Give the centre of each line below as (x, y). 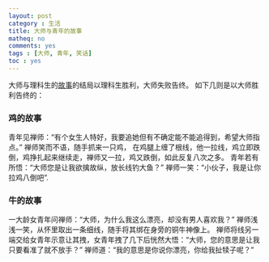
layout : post (30, 16)
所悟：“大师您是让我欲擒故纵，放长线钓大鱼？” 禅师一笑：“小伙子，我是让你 (135, 167)
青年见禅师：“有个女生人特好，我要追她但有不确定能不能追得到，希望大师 (131, 137)
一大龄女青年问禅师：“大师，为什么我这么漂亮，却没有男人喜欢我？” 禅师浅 (133, 220)
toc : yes (25, 61)
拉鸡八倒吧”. (28, 178)
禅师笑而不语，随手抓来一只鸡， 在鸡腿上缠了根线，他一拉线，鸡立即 (139, 147)
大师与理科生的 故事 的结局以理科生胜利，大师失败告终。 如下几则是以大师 (130, 85)
